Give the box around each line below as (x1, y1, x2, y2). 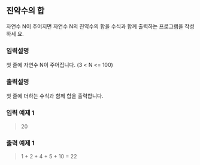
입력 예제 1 (6, 109, 35, 117)
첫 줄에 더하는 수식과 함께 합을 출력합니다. (6, 92, 104, 100)
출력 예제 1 (6, 139, 35, 147)
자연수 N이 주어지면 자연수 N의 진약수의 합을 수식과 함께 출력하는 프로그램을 (6, 23, 184, 30)
